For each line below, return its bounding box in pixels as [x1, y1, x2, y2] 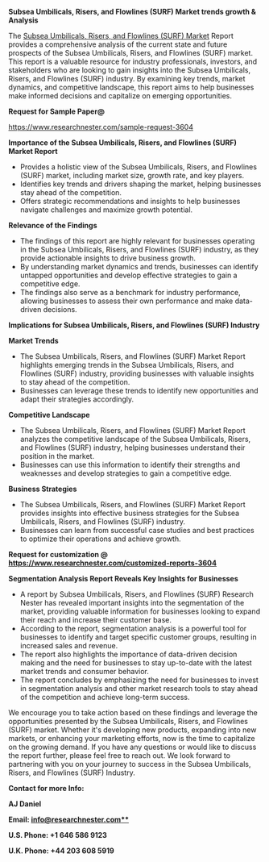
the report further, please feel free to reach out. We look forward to [8, 751, 231, 760]
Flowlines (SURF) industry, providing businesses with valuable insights [19, 369, 255, 378]
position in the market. [19, 452, 95, 460]
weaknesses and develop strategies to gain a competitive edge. [19, 468, 232, 478]
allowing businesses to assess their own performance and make [19, 296, 234, 306]
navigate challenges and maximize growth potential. [19, 205, 193, 214]
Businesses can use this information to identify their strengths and [19, 460, 240, 469]
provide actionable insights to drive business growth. [19, 253, 196, 263]
